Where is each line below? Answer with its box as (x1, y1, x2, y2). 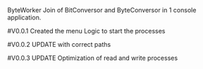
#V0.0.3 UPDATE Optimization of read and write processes (7, 54, 178, 62)
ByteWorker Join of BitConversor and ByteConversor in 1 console (7, 6, 197, 14)
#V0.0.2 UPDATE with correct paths (7, 40, 111, 48)
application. (7, 13, 42, 22)
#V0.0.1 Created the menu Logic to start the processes (7, 27, 166, 35)
